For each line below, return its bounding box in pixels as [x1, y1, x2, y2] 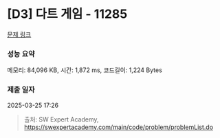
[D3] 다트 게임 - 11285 [7, 6, 128, 22]
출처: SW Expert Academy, [23, 115, 99, 124]
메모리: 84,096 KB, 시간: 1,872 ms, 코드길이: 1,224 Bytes [7, 66, 163, 74]
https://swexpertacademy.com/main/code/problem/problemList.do [23, 123, 214, 131]
